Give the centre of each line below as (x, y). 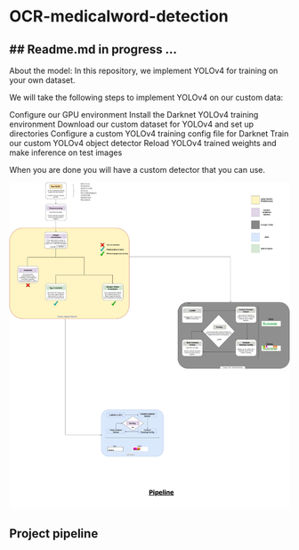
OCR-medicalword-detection (119, 16)
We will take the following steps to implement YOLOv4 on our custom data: (146, 97)
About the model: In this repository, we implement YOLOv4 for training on (144, 70)
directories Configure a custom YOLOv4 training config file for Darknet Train (149, 134)
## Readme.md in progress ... (93, 49)
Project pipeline (54, 534)
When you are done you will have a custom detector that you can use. (137, 170)
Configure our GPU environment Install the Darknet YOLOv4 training (134, 115)
